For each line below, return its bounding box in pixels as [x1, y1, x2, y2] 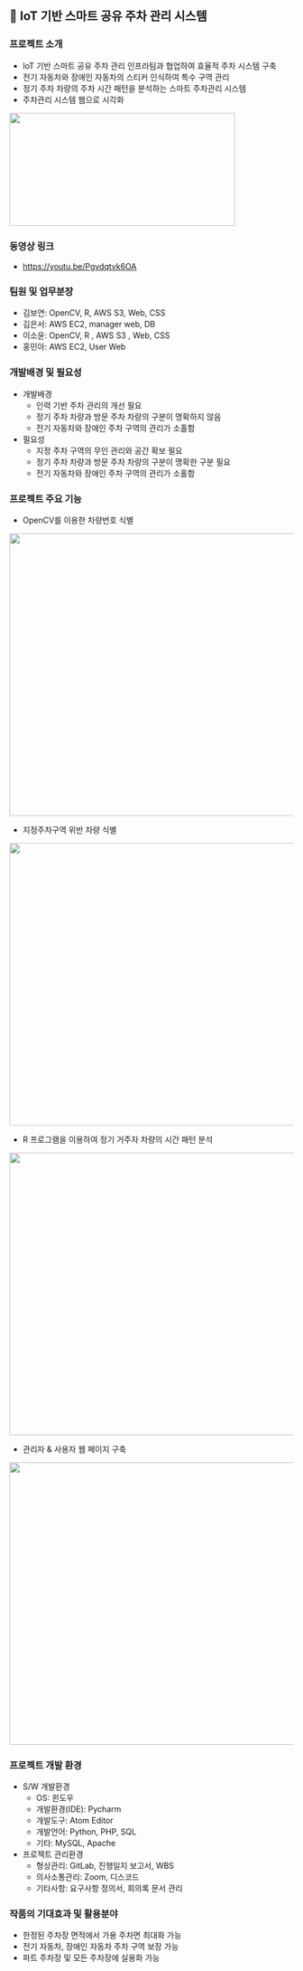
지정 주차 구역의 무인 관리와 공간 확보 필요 [35, 445, 183, 456]
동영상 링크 [9, 240, 55, 252]
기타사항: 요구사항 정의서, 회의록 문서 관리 [35, 1883, 183, 1894]
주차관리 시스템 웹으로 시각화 [22, 94, 124, 105]
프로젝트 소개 [9, 38, 63, 51]
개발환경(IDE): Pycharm [35, 1804, 122, 1815]
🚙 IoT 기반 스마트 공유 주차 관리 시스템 [9, 8, 207, 24]
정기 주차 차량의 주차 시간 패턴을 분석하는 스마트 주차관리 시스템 [22, 82, 246, 93]
